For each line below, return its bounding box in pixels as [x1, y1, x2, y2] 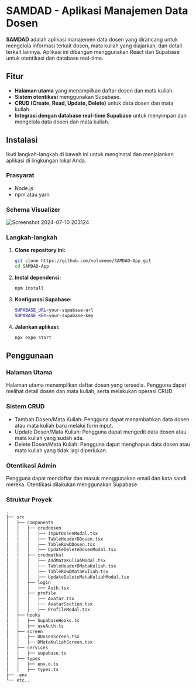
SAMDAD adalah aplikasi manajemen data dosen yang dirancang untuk [6, 36, 178, 43]
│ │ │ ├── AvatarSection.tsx [6, 601, 93, 607]
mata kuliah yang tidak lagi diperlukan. [14, 446, 108, 454]
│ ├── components [6, 520, 54, 526]
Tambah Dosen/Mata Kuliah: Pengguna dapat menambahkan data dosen [14, 415, 190, 422]
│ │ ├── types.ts [6, 666, 59, 672]
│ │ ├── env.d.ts [6, 661, 59, 667]
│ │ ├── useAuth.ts [6, 623, 64, 629]
